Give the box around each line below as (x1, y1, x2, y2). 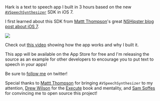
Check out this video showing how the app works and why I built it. (5, 42, 139, 48)
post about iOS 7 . (5, 24, 39, 29)
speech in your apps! (5, 62, 47, 67)
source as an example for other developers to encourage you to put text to (5, 56, 154, 62)
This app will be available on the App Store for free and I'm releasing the (5, 51, 149, 57)
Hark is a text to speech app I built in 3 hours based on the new (5, 4, 132, 10)
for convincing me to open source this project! (5, 90, 97, 96)
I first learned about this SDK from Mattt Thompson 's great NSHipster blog (5, 19, 154, 24)
